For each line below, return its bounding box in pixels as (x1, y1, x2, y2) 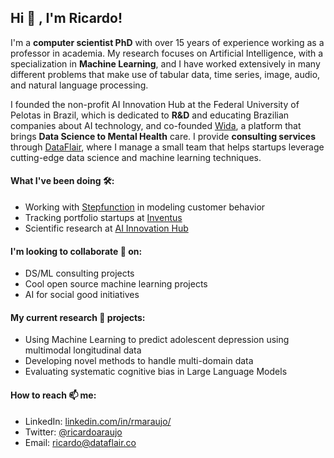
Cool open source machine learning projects (24, 278, 208, 290)
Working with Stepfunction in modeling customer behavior (24, 201, 266, 213)
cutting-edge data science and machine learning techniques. (10, 151, 262, 163)
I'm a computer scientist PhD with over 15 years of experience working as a (10, 36, 325, 48)
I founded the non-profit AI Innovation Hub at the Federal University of (10, 98, 300, 110)
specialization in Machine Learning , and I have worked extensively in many (10, 57, 321, 70)
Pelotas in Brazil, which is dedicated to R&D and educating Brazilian (10, 109, 290, 121)
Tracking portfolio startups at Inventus (24, 212, 183, 224)
